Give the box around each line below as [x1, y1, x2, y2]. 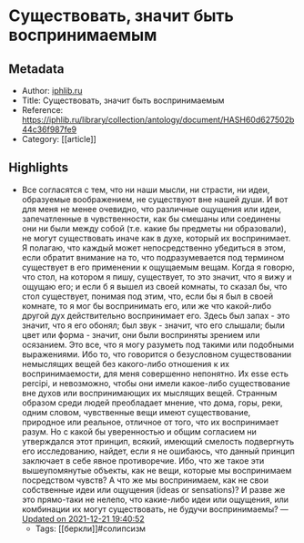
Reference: [21, 105, 64, 115]
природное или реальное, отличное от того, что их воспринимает [21, 416, 279, 427]
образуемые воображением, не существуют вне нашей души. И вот [21, 193, 289, 205]
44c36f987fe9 [21, 124, 77, 135]
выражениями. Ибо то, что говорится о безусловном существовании [21, 348, 292, 360]
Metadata [8, 61, 65, 77]
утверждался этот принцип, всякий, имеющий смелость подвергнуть [21, 435, 295, 446]
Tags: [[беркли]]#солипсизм [35, 523, 147, 534]
